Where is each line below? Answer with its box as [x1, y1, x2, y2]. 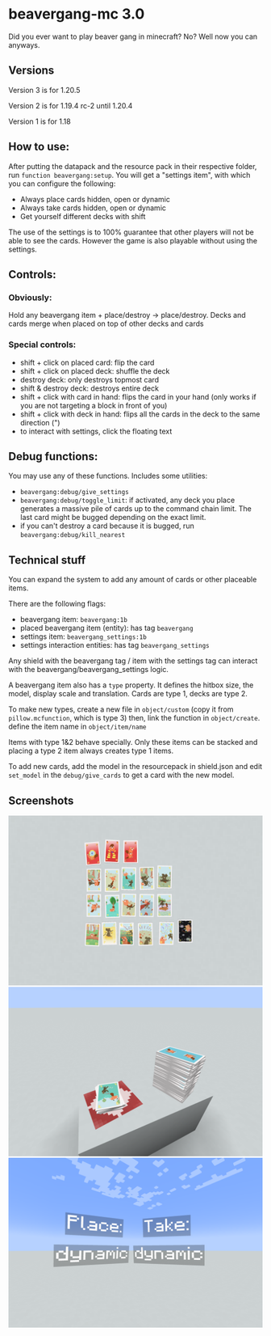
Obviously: [8, 292, 52, 303]
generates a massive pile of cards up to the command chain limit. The [19, 504, 252, 514]
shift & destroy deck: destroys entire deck [19, 383, 160, 393]
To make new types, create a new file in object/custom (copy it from [8, 704, 234, 714]
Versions [8, 64, 55, 78]
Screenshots [8, 793, 74, 807]
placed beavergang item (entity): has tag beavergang [19, 624, 194, 633]
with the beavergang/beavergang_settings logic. [8, 665, 169, 674]
